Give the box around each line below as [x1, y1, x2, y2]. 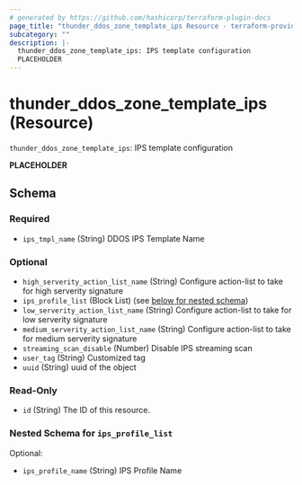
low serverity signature [22, 313, 108, 324]
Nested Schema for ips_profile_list [9, 428, 173, 440]
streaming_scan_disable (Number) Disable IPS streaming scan [22, 342, 253, 353]
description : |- [9, 38, 70, 48]
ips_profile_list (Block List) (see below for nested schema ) [22, 295, 249, 305]
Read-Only [9, 384, 58, 396]
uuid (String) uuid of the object [22, 361, 137, 373]
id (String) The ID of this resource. [22, 405, 151, 416]
